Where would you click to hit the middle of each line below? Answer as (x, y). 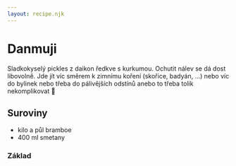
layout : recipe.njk (36, 14)
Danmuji (32, 48)
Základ (19, 156)
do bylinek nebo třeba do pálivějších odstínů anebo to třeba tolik (100, 83)
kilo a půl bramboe (44, 130)
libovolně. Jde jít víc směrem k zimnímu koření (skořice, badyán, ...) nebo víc (118, 76)
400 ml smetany (41, 138)
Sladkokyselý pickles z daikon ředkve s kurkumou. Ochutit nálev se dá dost (117, 69)
